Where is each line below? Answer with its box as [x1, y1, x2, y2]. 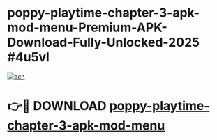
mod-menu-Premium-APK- [7, 20, 167, 36]
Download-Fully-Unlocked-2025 [7, 35, 200, 50]
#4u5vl [7, 49, 50, 65]
